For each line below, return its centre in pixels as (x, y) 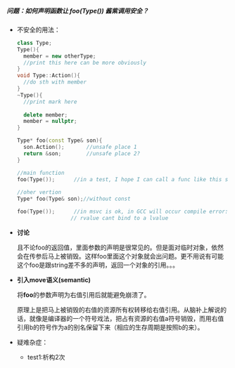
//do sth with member (55, 82)
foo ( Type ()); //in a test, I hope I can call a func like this (119, 179)
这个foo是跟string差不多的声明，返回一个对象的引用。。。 (97, 265)
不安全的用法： (38, 29)
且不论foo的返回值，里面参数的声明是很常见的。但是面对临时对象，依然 (120, 247)
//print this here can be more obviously (85, 63)
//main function (40, 173)
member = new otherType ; (60, 56)
